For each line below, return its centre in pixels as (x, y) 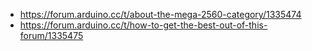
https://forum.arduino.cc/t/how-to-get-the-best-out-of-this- (143, 25)
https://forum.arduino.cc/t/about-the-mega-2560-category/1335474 (160, 14)
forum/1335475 (51, 35)
